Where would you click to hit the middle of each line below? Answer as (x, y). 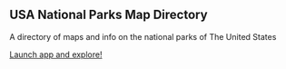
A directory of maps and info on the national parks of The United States (143, 36)
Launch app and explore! (56, 54)
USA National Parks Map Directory (108, 15)
